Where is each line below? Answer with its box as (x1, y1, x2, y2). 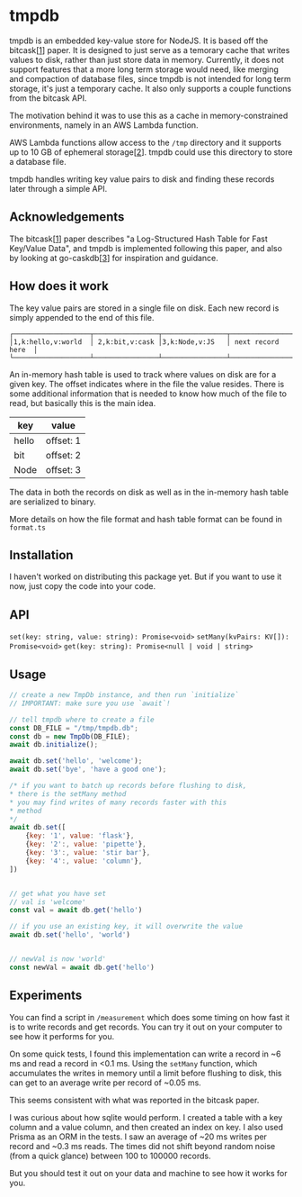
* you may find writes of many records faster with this (9, 798, 227, 807)
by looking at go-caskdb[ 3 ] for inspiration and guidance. (9, 252, 218, 263)
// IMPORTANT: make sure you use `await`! (9, 699, 171, 708)
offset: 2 (45, 449, 82, 461)
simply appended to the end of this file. (9, 312, 155, 322)
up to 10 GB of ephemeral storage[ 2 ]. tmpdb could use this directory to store (9, 146, 293, 158)
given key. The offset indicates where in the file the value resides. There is (9, 378, 285, 389)
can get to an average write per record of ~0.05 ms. (9, 1077, 202, 1088)
